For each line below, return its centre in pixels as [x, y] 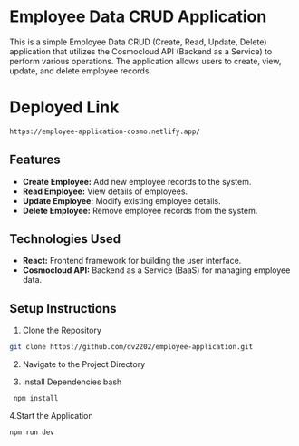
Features [35, 160]
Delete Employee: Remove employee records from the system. [140, 210]
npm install [36, 399]
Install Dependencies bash [72, 382]
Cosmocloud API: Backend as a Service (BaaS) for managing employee [156, 270]
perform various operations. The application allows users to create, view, [145, 61]
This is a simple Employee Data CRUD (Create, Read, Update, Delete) [138, 42]
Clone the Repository [62, 330]
